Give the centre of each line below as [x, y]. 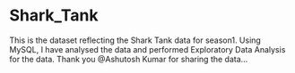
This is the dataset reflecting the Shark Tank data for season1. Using [135, 40]
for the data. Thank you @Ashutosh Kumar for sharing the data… [129, 59]
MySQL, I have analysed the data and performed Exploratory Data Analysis [147, 49]
